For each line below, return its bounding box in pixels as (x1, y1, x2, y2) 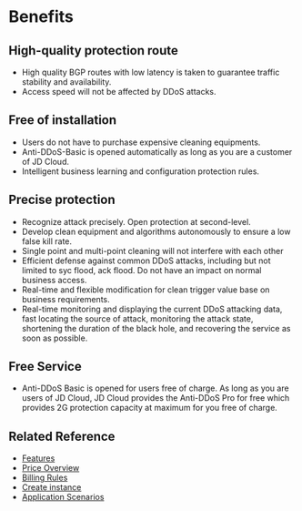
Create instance (21, 482, 82, 493)
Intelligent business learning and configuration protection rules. (21, 166, 260, 177)
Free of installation (8, 112, 117, 128)
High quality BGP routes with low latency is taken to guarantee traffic (21, 66, 280, 77)
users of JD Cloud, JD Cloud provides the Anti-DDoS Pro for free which (21, 393, 290, 404)
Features (21, 453, 55, 464)
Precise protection (8, 192, 116, 208)
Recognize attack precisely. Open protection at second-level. (21, 216, 251, 227)
